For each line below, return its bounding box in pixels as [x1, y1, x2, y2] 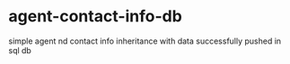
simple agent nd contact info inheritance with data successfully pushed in [8, 36, 282, 46]
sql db [8, 44, 32, 55]
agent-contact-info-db [8, 6, 183, 27]
